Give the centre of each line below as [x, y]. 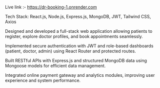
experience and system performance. [43, 80]
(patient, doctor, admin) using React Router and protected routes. [70, 51]
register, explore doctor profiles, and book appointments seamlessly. [74, 36]
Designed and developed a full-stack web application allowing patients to [79, 31]
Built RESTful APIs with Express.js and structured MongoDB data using [76, 60]
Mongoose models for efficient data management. [55, 66]
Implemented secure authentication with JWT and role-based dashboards [79, 46]
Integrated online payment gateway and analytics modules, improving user [80, 75]
